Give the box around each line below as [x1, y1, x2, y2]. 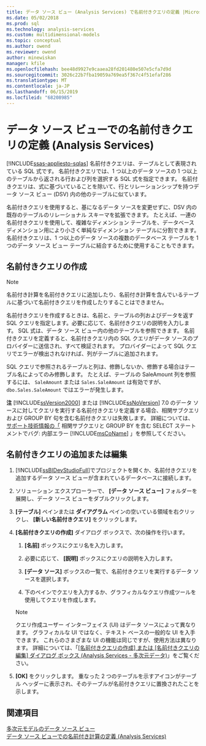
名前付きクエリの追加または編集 [6, 449, 128, 460]
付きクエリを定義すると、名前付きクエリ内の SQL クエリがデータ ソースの [6, 334, 193, 342]
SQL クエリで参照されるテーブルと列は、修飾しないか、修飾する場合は [6, 363, 185, 370]
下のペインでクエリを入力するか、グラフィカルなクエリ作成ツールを [24, 588, 197, 596]
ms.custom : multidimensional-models [6, 32, 100, 38]
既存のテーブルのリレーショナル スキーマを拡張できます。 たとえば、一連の [6, 211, 197, 218]
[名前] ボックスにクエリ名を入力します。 [24, 542, 127, 549]
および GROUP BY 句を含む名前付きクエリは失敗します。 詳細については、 [6, 414, 194, 421]
